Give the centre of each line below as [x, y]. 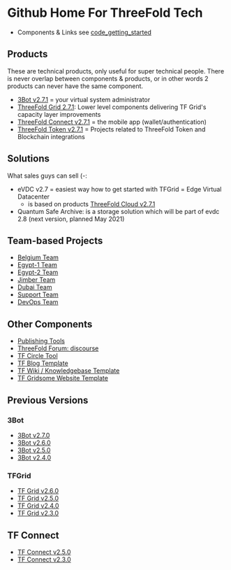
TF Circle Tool [37, 356]
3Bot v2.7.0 [33, 435]
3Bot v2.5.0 [34, 450]
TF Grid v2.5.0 [38, 499]
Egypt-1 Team [37, 265]
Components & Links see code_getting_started [84, 32]
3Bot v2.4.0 [34, 457]
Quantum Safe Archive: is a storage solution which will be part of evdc [118, 211]
